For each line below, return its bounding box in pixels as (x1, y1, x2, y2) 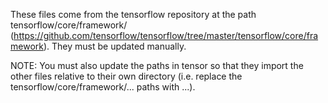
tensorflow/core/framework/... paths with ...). (10, 81, 196, 93)
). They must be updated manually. (43, 40, 187, 52)
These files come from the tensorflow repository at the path (10, 9, 257, 20)
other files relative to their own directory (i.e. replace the (10, 70, 243, 82)
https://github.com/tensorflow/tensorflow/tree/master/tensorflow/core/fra (13, 30, 319, 41)
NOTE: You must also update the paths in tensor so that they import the (10, 60, 304, 71)
